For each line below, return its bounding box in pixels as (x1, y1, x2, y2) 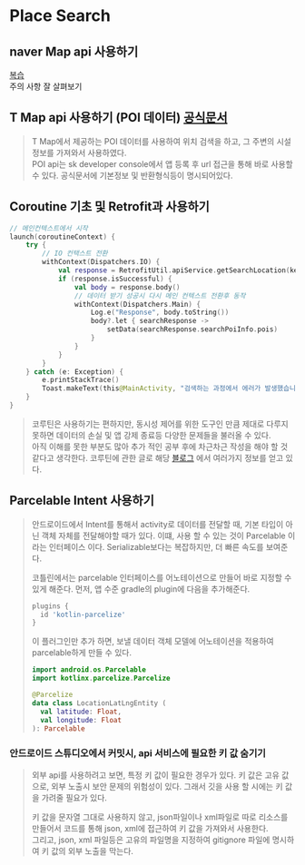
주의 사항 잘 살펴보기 (9, 81, 83, 92)
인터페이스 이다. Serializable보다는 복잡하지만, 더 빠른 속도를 (48, 541, 264, 552)
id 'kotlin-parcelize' (40, 610, 126, 619)
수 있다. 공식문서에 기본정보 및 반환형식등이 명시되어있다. (31, 170, 233, 181)
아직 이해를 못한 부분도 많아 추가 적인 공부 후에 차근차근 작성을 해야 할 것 (31, 441, 289, 452)
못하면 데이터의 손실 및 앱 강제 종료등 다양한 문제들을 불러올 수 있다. (31, 429, 271, 440)
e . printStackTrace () (42, 376, 120, 385)
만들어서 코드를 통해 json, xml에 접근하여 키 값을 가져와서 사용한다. (31, 822, 270, 833)
